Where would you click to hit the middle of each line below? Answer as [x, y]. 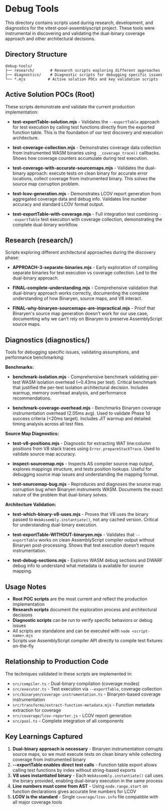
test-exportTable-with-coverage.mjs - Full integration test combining [85, 214]
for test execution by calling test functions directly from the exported [83, 127]
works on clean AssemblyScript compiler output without [96, 540]
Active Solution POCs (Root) [50, 95]
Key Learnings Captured [44, 736]
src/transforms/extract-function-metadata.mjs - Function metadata [83, 705]
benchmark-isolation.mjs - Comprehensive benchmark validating [81, 377]
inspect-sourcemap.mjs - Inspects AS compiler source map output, [83, 464]
